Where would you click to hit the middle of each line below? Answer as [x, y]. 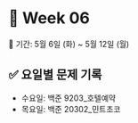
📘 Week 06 [49, 18]
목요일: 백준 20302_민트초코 [71, 109]
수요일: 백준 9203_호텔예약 [69, 98]
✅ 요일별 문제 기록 [55, 75]
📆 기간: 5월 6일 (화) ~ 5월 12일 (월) [69, 44]
